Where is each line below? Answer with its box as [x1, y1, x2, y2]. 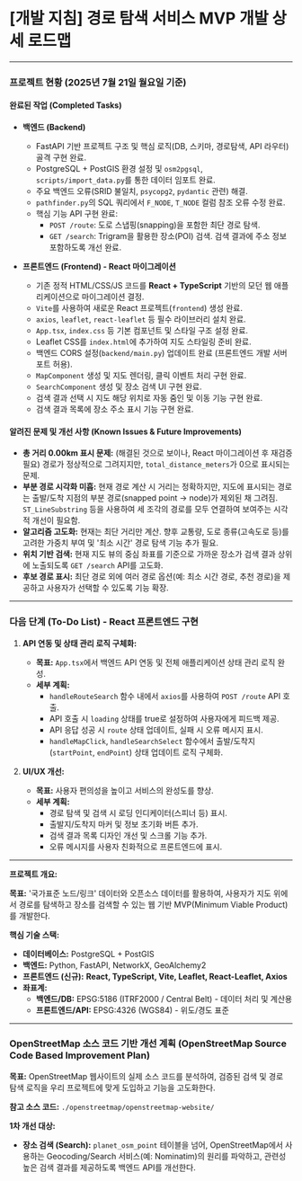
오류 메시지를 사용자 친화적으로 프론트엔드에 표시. [49, 841, 223, 852]
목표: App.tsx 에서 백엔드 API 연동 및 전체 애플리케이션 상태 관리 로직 [35, 657, 276, 668]
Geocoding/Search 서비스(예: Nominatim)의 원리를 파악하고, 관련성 [46, 1150, 287, 1161]
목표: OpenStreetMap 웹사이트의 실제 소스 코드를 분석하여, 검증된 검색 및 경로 [9, 1070, 284, 1081]
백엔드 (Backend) [22, 122, 86, 133]
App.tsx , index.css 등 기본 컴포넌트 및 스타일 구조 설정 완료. [35, 325, 249, 336]
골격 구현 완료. [35, 152, 87, 163]
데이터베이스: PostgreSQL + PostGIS [22, 948, 155, 959]
